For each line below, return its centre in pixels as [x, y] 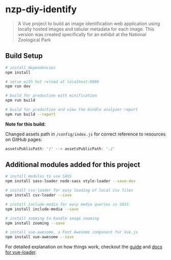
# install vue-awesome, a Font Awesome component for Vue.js [72, 232]
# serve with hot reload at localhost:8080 [52, 82]
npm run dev [18, 86]
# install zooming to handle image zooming [52, 218]
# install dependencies [31, 67]
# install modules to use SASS [39, 176]
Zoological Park [34, 40]
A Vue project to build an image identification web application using [89, 23]
